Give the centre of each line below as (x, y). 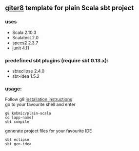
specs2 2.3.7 (25, 43)
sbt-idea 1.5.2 (26, 76)
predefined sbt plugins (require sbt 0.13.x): (57, 60)
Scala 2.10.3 (24, 32)
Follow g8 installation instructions (39, 100)
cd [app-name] (20, 118)
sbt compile (17, 122)
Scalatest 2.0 (25, 37)
